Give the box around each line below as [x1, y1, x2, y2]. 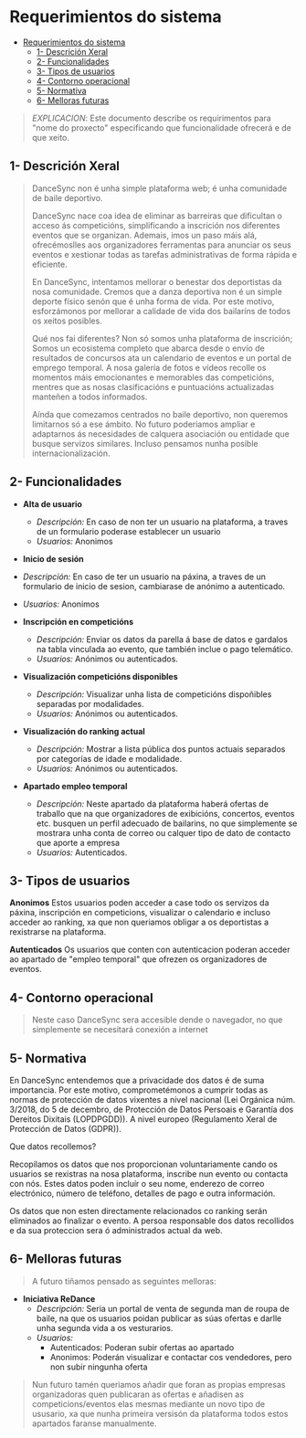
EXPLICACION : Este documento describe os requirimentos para [31, 112, 271, 123]
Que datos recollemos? [9, 1141, 97, 1152]
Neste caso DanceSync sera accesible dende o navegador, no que [31, 1014, 283, 1025]
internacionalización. [31, 448, 111, 459]
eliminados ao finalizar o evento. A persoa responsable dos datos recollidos [9, 1215, 295, 1226]
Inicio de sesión [22, 553, 84, 564]
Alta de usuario [22, 498, 82, 509]
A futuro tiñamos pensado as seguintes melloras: [31, 1275, 216, 1286]
